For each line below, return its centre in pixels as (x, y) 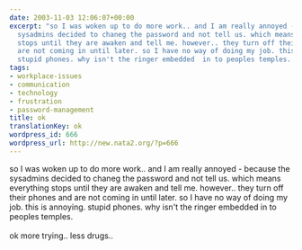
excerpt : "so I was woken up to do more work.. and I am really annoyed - (152, 26)
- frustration (36, 101)
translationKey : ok (46, 127)
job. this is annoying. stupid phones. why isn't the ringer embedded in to (143, 207)
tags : (19, 68)
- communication (40, 85)
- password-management (52, 110)
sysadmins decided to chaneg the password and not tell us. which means (145, 178)
